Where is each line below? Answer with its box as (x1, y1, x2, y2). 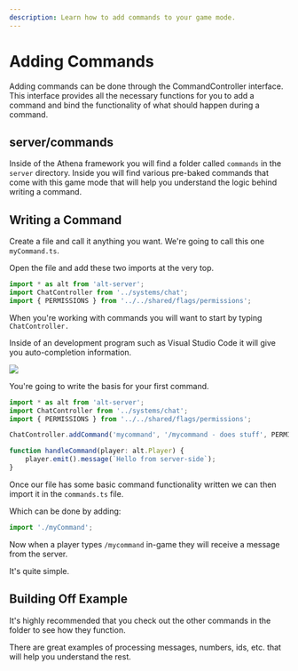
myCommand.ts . (9, 245, 59, 256)
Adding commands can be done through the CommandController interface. (9, 81, 284, 92)
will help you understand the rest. (9, 651, 131, 662)
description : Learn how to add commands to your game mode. (9, 12, 237, 22)
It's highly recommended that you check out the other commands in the (9, 615, 271, 626)
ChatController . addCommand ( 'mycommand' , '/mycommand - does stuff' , (9, 430, 268, 440)
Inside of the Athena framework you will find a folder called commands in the (9, 158, 282, 169)
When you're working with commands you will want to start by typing (9, 312, 263, 323)
